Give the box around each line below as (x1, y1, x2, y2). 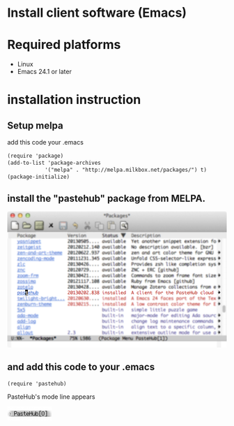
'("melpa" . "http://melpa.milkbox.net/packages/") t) (44, 166, 208, 174)
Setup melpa (7, 119, 64, 131)
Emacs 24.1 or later (17, 68, 72, 76)
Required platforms (7, 37, 121, 53)
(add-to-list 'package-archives (7, 159, 101, 167)
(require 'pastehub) (7, 381, 68, 388)
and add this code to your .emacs (7, 361, 155, 373)
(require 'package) (7, 152, 64, 160)
